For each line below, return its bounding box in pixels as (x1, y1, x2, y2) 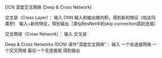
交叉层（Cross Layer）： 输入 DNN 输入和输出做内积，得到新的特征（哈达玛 (5, 15, 156, 20)
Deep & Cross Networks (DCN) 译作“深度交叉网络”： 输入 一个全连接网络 (5, 41, 152, 47)
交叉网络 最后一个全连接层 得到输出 (9, 48, 81, 53)
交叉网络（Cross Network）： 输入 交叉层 (5, 31, 87, 37)
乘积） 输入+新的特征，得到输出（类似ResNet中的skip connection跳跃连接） (5, 21, 159, 26)
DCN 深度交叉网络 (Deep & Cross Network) (5, 4, 92, 10)
